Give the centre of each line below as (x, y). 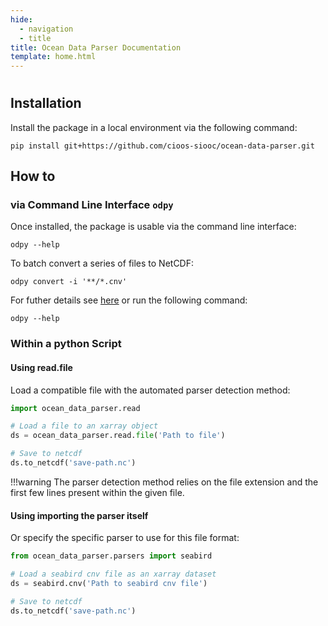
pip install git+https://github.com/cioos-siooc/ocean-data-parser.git (162, 146)
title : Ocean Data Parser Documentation (96, 47)
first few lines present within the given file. (97, 492)
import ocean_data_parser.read (75, 408)
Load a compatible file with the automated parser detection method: (150, 390)
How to (33, 176)
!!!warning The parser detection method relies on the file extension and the (164, 482)
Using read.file (41, 367)
